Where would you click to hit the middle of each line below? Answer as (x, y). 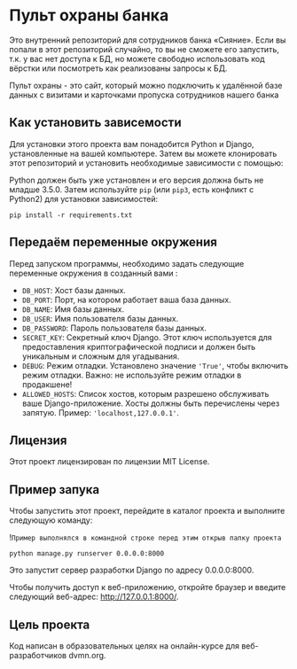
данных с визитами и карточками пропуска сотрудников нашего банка (144, 95)
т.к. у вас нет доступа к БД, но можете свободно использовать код (137, 58)
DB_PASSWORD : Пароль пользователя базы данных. (114, 328)
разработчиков (38, 655)
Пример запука (55, 490)
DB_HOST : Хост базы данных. (74, 290)
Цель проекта (50, 624)
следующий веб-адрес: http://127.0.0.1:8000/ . (94, 597)
